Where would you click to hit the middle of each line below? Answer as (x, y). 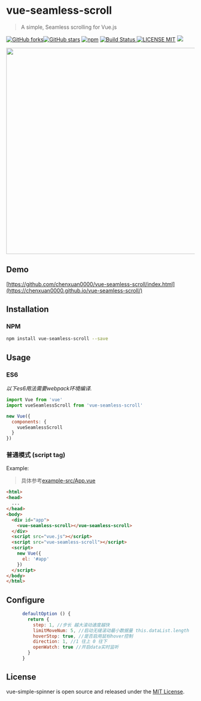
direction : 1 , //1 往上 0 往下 (70, 642)
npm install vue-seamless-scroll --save (57, 339)
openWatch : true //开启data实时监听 (76, 647)
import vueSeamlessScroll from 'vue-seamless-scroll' (75, 405)
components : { (29, 422)
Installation (28, 309)
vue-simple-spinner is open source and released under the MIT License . (95, 691)
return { (39, 619)
